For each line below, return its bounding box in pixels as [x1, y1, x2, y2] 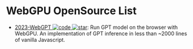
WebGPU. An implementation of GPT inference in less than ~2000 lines [14, 30, 187, 37]
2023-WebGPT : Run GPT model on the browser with [14, 24, 178, 31]
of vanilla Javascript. [14, 36, 65, 43]
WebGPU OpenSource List [6, 4, 137, 18]
